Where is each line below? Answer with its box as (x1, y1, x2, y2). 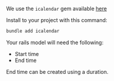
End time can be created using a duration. (6, 68, 109, 75)
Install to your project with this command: (6, 17, 107, 23)
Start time (14, 50, 39, 57)
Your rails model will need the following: (6, 39, 104, 46)
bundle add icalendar (6, 28, 60, 34)
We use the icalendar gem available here (6, 5, 107, 12)
